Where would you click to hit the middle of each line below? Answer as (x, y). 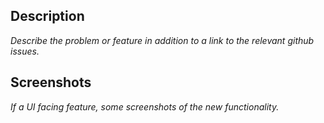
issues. (25, 51)
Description (47, 16)
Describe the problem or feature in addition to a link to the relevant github (162, 40)
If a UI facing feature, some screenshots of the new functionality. (145, 106)
